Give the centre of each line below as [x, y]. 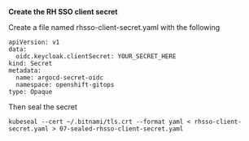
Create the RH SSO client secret [63, 12]
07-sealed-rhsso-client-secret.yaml [122, 129]
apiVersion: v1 [34, 42]
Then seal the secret [43, 107]
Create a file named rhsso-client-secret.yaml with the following [114, 27]
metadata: [25, 70]
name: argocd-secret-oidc [60, 78]
